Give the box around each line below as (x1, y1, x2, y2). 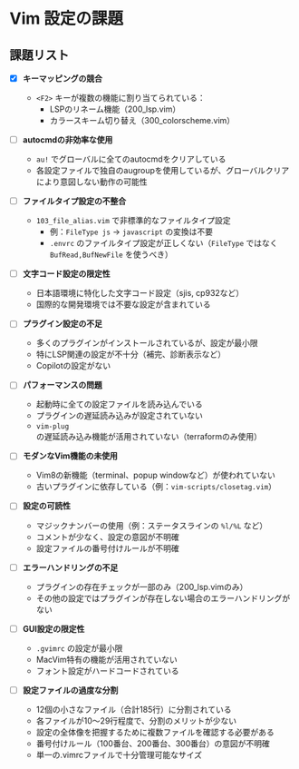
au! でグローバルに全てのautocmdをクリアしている (35, 153, 227, 164)
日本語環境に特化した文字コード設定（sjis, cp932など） (35, 288, 245, 299)
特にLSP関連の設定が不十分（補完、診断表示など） (35, 349, 227, 360)
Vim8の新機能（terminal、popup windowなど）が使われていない (35, 469, 276, 481)
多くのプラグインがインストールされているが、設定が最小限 (35, 338, 258, 349)
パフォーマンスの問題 (22, 380, 102, 390)
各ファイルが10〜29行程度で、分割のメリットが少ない (35, 715, 237, 726)
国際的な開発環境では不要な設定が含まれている (35, 299, 211, 310)
